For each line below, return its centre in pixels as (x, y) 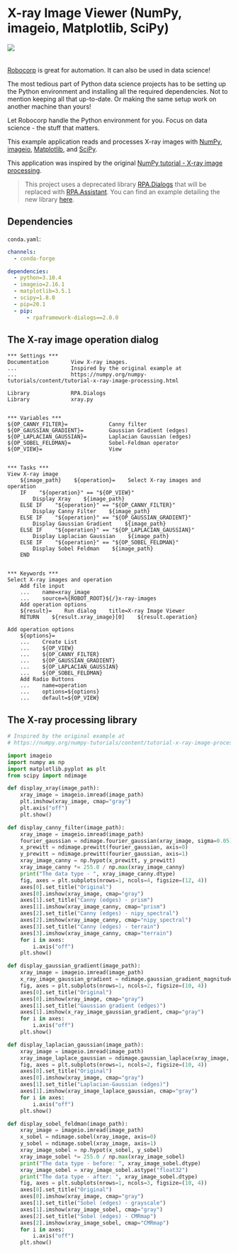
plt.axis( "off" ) (44, 808)
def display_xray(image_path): (53, 788)
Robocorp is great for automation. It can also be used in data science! (109, 70)
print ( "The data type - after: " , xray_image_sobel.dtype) (109, 1177)
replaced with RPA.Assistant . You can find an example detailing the (122, 192)
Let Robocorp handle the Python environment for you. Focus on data (107, 120)
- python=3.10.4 (38, 278)
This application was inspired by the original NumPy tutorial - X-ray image (115, 163)
